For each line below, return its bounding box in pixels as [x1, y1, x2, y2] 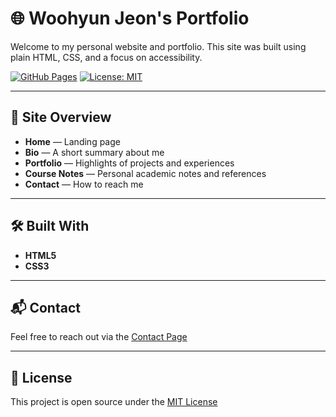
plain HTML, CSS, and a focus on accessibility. [10, 51, 203, 63]
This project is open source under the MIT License [10, 396, 218, 408]
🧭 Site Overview [10, 109, 112, 126]
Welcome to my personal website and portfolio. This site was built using [10, 40, 307, 52]
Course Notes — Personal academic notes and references [24, 167, 267, 179]
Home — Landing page [24, 135, 121, 147]
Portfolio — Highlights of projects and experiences [24, 157, 235, 169]
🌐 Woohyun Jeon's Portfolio [10, 7, 250, 30]
